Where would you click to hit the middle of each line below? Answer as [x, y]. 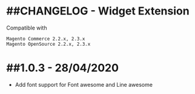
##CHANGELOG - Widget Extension [98, 11]
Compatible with [27, 28]
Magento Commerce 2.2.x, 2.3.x [46, 39]
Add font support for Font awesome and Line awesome [84, 84]
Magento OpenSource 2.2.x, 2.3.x [48, 44]
